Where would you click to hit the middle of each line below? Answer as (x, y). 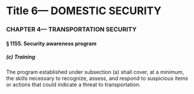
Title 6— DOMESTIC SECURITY (84, 11)
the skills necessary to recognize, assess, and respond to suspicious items (97, 78)
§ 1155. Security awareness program (51, 43)
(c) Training (21, 57)
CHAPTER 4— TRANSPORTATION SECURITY (72, 30)
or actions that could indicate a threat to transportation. (73, 85)
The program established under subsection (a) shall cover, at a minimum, (95, 72)
